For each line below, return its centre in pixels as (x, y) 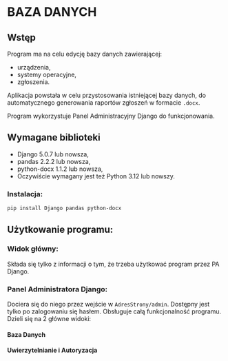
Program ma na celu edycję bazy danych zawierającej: (85, 54)
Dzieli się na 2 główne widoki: (49, 319)
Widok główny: (33, 249)
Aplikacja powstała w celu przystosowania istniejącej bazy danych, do (107, 95)
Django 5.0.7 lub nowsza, (53, 154)
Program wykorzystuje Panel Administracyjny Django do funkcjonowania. (111, 116)
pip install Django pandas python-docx (64, 208)
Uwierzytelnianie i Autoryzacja (52, 350)
